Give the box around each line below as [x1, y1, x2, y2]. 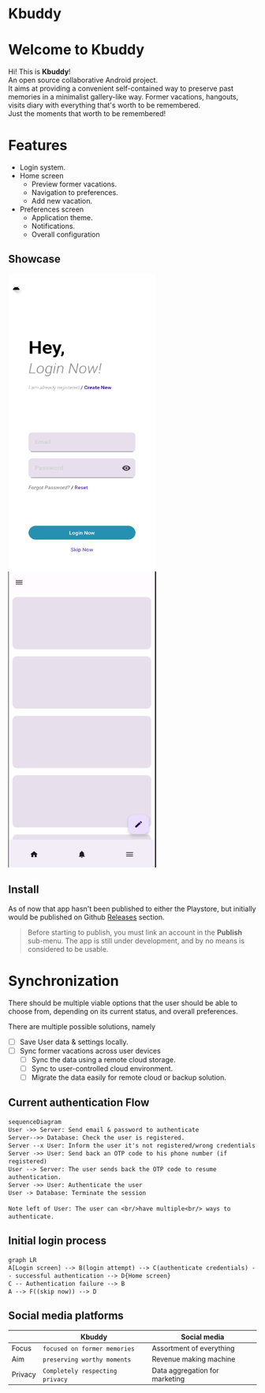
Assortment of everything [151, 1343, 235, 1354]
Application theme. [31, 213, 93, 223]
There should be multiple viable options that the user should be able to [8, 998, 238, 1007]
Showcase [8, 253, 62, 266]
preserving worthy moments [43, 1356, 132, 1364]
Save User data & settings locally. [19, 1037, 129, 1047]
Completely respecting [43, 1367, 118, 1375]
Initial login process [8, 1234, 107, 1248]
